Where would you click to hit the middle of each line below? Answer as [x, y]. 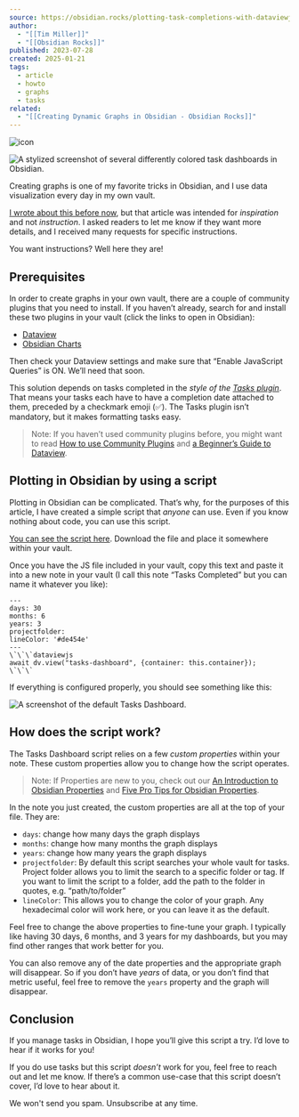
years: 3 [25, 624]
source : [24, 17]
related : [25, 109]
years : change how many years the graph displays [114, 853]
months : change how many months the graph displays [120, 843]
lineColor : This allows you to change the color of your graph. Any [143, 900]
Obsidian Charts [52, 344]
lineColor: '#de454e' [49, 639]
